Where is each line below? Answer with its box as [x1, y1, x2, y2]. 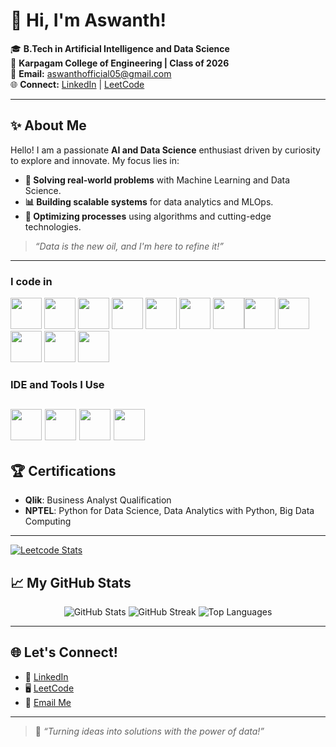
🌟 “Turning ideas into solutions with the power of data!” [34, 725, 265, 737]
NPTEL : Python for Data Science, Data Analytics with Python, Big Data [24, 505, 315, 517]
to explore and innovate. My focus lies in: [10, 154, 180, 166]
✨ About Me [10, 117, 87, 134]
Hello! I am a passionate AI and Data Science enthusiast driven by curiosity [10, 144, 321, 156]
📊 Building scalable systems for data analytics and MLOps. [24, 195, 274, 208]
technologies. [24, 220, 82, 233]
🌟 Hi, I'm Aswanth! [10, 9, 167, 32]
